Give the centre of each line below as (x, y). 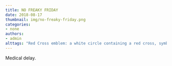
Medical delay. (21, 58)
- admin (14, 39)
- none (12, 29)
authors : (15, 34)
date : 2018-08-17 (24, 15)
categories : (18, 24)
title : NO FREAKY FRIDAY (32, 10)
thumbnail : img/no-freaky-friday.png (46, 19)
